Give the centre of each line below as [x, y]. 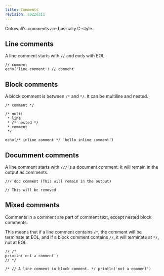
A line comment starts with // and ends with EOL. [56, 56]
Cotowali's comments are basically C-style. [49, 28]
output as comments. [27, 172]
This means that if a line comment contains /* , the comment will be [74, 232]
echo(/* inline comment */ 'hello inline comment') [59, 140]
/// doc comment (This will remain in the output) [58, 181]
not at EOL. [17, 242]
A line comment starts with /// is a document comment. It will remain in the [82, 167]
